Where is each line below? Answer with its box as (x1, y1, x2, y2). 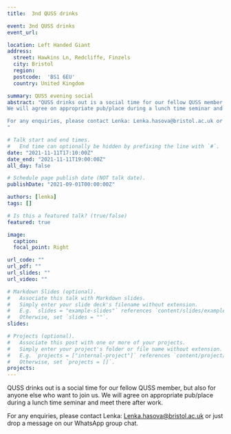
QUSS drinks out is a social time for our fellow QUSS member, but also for (7, 384, 217, 392)
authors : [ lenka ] (7, 194, 57, 201)
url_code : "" (7, 257, 45, 264)
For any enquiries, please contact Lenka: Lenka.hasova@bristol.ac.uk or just (7, 412, 223, 420)
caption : (13, 237, 38, 245)
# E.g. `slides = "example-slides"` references (7, 308, 153, 315)
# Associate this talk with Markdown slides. (7, 295, 146, 302)
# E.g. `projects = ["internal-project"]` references (7, 352, 170, 359)
